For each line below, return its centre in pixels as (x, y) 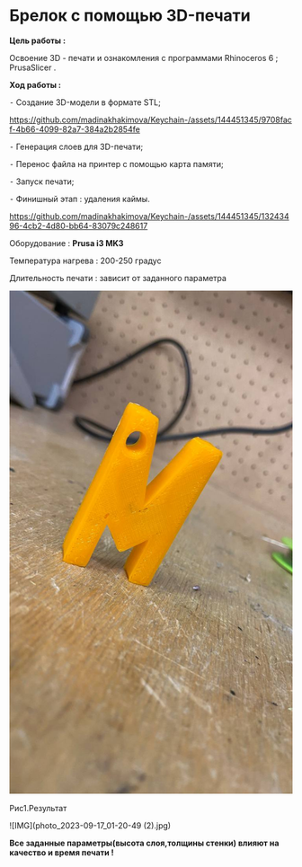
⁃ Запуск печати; (42, 181)
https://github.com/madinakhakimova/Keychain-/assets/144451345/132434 (149, 216)
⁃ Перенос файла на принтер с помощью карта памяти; (116, 164)
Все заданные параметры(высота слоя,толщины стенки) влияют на (144, 843)
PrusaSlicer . (33, 67)
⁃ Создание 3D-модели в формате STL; (85, 102)
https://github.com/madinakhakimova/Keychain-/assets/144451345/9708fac (151, 119)
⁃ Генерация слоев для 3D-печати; (76, 146)
